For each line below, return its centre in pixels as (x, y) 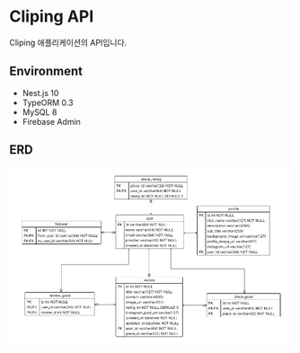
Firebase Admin (51, 121)
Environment (46, 71)
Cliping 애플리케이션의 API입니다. (68, 42)
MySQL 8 (40, 112)
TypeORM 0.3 (48, 102)
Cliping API (52, 17)
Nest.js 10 (40, 93)
